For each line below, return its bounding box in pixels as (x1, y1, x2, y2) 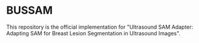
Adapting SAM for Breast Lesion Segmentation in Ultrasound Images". (6, 29, 180, 36)
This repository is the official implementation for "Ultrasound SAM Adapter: (6, 23, 194, 30)
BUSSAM (6, 4, 53, 17)
